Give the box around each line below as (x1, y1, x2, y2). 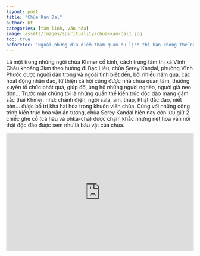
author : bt (6, 20, 33, 26)
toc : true (6, 36, 31, 42)
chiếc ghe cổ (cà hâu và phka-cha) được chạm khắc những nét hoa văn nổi (6, 115, 190, 122)
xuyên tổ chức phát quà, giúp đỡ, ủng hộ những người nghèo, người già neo (6, 83, 192, 90)
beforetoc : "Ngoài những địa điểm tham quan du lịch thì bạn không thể (6, 42, 187, 48)
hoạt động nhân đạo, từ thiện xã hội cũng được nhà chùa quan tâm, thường (6, 77, 190, 84)
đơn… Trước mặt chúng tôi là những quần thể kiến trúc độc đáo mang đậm (6, 90, 189, 97)
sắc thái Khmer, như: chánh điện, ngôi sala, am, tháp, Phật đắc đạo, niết (6, 96, 182, 103)
